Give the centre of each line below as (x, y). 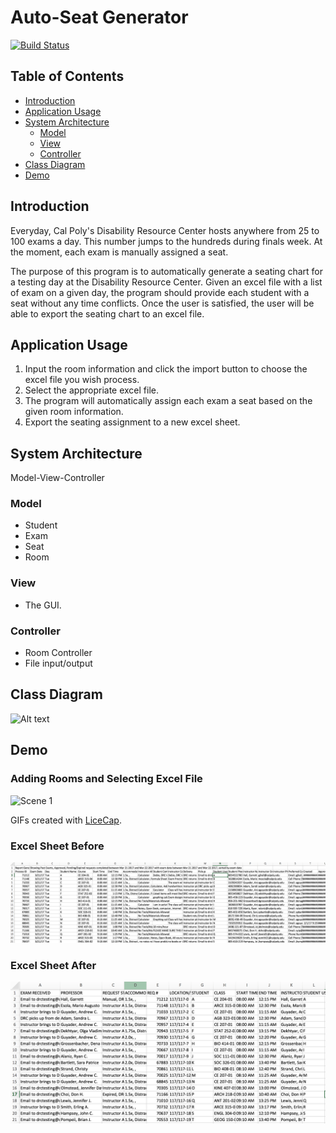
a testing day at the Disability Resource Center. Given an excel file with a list (166, 282)
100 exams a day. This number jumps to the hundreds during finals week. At (166, 241)
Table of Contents (67, 76)
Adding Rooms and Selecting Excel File (106, 779)
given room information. (74, 412)
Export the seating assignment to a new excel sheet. (132, 422)
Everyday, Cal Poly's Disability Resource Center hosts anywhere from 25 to (165, 230)
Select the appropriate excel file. (92, 390)
